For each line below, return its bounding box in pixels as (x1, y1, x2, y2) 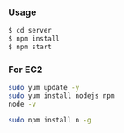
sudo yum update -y (8, 84, 80, 92)
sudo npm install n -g (8, 115, 91, 124)
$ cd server (8, 26, 52, 35)
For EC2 (8, 63, 43, 76)
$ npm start (8, 42, 52, 52)
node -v (8, 100, 37, 108)
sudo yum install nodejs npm (8, 92, 115, 100)
